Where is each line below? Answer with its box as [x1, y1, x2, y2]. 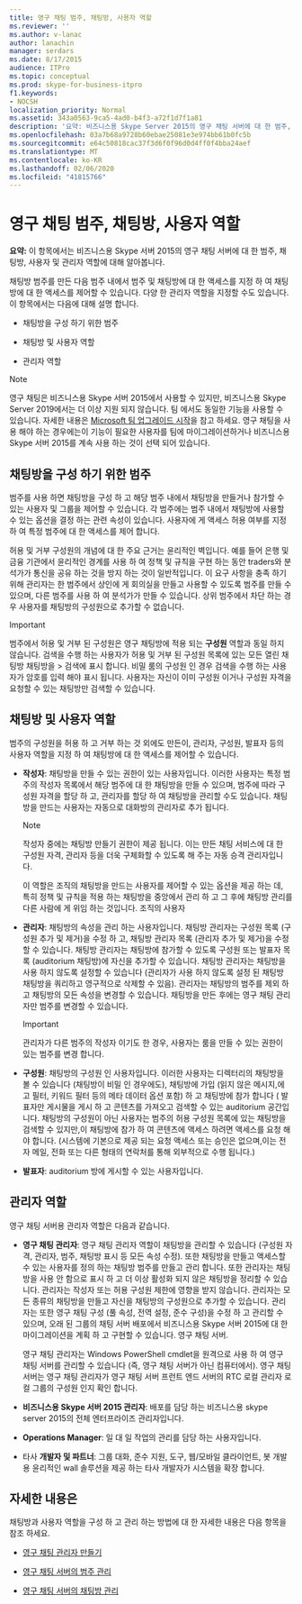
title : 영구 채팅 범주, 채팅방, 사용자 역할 [9, 13, 153, 23]
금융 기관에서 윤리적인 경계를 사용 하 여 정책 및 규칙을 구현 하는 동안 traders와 [9, 556, 282, 567]
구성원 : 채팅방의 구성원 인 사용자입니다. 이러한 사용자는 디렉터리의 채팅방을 [22, 1067, 285, 1078]
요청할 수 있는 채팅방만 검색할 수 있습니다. [9, 683, 155, 694]
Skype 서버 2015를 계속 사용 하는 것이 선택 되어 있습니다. [9, 438, 210, 449]
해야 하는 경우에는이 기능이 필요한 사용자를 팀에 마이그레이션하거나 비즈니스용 [18, 426, 290, 437]
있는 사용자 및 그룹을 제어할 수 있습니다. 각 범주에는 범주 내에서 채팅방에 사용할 [9, 504, 285, 514]
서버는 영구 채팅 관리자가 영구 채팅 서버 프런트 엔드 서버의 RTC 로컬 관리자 [22, 1371, 283, 1381]
